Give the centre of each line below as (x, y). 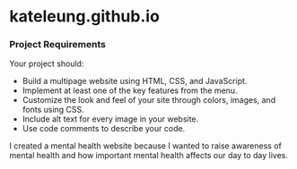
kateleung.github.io (84, 17)
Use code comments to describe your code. (104, 129)
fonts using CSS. (53, 110)
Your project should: (47, 63)
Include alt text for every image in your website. (110, 119)
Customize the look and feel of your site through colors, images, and (149, 100)
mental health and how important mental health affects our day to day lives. (149, 156)
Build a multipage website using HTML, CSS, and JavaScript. (135, 81)
